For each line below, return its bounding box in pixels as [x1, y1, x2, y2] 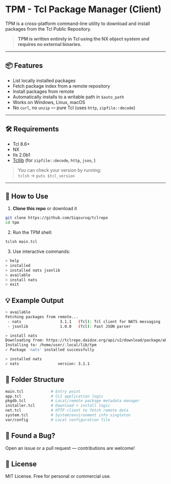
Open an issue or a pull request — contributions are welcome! [5, 445, 135, 451]
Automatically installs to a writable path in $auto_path [12, 93, 124, 100]
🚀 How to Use [5, 192, 48, 200]
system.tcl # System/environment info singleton [5, 413, 131, 418]
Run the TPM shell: [12, 230, 52, 236]
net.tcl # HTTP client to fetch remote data [5, 408, 129, 413]
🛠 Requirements [5, 125, 60, 134]
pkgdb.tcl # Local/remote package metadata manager [5, 398, 140, 403]
